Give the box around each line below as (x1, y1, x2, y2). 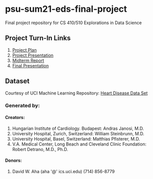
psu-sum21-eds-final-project (5, 3, 127, 15)
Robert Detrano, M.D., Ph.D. (12, 146, 69, 152)
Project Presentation (12, 52, 54, 58)
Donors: (5, 157, 22, 163)
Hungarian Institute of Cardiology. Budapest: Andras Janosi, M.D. (12, 125, 144, 131)
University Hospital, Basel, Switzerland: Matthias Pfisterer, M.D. (12, 136, 140, 142)
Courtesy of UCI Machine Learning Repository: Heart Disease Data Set (5, 90, 148, 96)
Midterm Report (12, 58, 44, 63)
